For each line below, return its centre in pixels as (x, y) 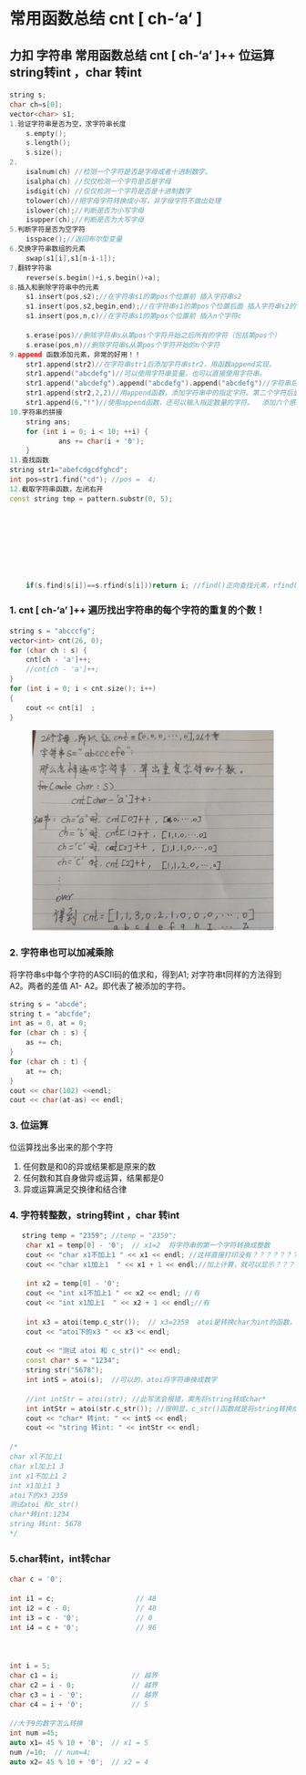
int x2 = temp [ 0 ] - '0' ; (73, 1284)
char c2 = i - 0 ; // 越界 (84, 1685)
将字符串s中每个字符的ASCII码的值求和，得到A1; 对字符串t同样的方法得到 (146, 974)
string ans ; (48, 422)
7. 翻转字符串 (31, 268)
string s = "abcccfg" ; (52, 631)
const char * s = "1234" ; (73, 1361)
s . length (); (48, 143)
